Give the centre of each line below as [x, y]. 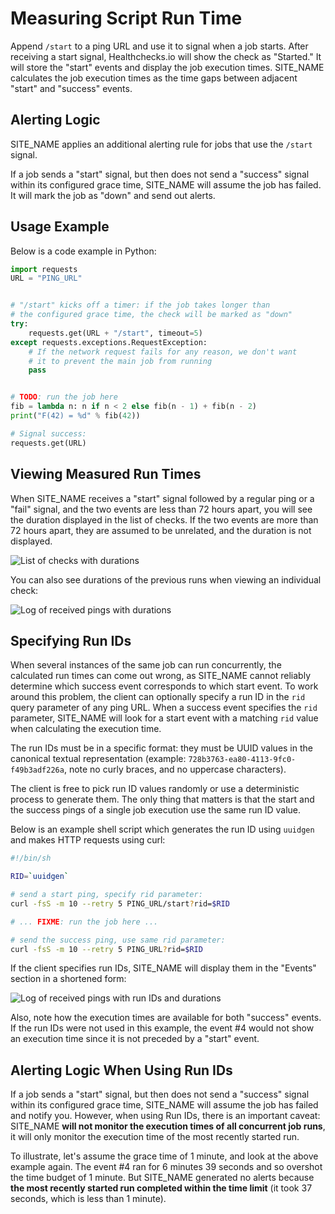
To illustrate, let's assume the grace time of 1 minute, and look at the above [164, 1156]
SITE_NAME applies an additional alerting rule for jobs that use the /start [161, 144]
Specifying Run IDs [71, 640]
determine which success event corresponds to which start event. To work [164, 686]
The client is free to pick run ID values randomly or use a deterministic [155, 789]
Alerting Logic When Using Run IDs [121, 1070]
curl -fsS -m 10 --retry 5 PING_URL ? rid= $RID [106, 949]
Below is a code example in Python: [83, 251]
